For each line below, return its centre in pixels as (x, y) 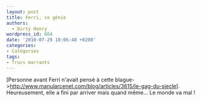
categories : (21, 46)
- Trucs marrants (28, 62)
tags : (13, 57)
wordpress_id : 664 (29, 34)
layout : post (23, 12)
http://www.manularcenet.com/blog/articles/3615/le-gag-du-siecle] (94, 86)
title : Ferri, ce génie (36, 18)
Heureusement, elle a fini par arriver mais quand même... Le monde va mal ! (101, 92)
